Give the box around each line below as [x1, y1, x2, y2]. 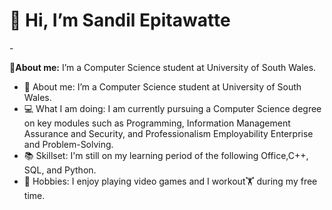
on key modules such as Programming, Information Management [23, 117, 291, 129]
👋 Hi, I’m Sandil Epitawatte [9, 9, 231, 32]
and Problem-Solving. [23, 138, 114, 150]
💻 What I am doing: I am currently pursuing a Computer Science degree [23, 102, 322, 114]
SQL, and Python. [23, 164, 97, 176]
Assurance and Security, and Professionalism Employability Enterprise [23, 127, 314, 139]
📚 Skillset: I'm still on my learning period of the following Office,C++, [23, 149, 309, 161]
